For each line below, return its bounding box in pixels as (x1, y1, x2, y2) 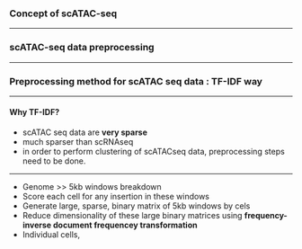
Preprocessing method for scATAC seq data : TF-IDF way (9, 75, 263, 87)
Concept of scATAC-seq (9, 7, 118, 20)
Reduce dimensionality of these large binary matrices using (22, 210, 243, 221)
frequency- (244, 210, 288, 221)
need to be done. (22, 156, 86, 166)
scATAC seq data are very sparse (22, 127, 148, 138)
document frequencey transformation (52, 219, 198, 231)
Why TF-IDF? (9, 107, 60, 118)
